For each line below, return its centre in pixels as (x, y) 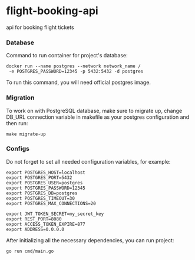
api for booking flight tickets (40, 27)
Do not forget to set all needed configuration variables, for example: (88, 161)
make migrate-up (26, 134)
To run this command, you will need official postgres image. (79, 82)
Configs (18, 149)
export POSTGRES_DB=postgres (42, 193)
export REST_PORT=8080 (34, 219)
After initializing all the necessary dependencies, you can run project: (90, 240)
